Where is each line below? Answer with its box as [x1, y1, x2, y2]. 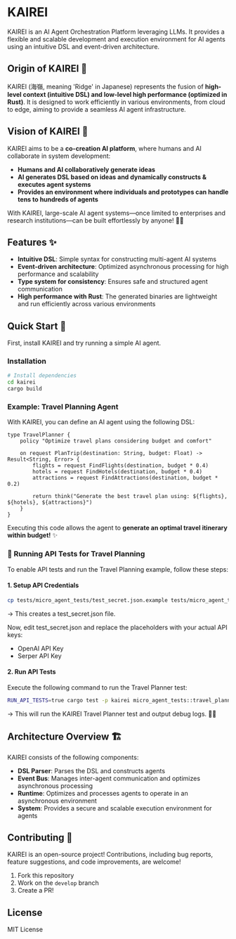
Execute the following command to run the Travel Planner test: [7, 683, 188, 692]
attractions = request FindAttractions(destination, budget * [32, 475, 218, 482]
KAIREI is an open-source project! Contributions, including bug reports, [7, 851, 213, 859]
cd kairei [7, 379, 37, 386]
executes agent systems [17, 180, 91, 188]
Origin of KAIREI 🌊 [7, 63, 88, 74]
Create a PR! [17, 886, 54, 895]
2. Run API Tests [7, 668, 56, 676]
